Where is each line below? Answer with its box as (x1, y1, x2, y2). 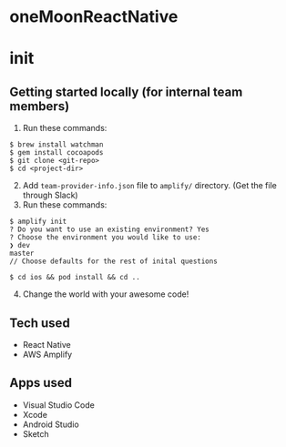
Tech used (9, 315, 70, 330)
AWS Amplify (22, 349, 73, 360)
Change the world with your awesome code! (22, 289, 189, 300)
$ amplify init (9, 217, 67, 227)
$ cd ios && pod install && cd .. (9, 273, 141, 282)
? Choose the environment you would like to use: (9, 233, 202, 242)
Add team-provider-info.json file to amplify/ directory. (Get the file (22, 180, 278, 191)
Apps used (9, 375, 73, 391)
